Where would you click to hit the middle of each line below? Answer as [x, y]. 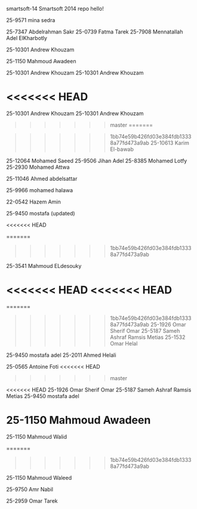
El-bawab [122, 149]
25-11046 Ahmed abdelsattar [42, 178]
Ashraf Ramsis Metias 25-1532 [148, 337]
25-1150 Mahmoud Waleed [39, 477]
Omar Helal [124, 343]
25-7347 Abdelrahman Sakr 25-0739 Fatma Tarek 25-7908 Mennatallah [95, 32]
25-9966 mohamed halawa [40, 190]
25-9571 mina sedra [31, 20]
